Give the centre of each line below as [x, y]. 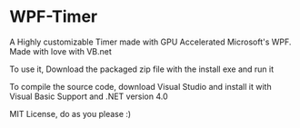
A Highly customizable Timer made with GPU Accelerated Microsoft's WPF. [150, 42]
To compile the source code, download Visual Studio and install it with [140, 86]
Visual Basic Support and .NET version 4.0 [89, 96]
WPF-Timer [54, 17]
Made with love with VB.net [60, 51]
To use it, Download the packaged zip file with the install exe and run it [142, 69]
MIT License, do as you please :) [70, 113]
